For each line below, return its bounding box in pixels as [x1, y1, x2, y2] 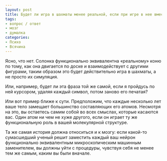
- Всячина [5, 44, 26, 49]
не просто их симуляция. [5, 74, 59, 80]
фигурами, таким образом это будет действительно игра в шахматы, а [5, 68, 157, 75]
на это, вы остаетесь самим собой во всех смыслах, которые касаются [5, 109, 158, 115]
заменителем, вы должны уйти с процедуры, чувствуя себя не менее [5, 145, 154, 151]
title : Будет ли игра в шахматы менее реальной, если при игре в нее [5, 12, 153, 17]
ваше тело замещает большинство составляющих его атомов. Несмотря [5, 103, 161, 109]
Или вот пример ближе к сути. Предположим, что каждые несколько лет [5, 98, 162, 104]
